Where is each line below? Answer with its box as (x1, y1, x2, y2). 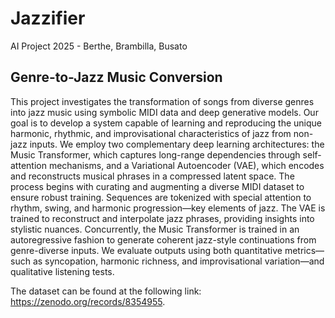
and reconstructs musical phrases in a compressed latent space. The (10, 170, 295, 182)
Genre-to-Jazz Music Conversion (10, 69, 223, 86)
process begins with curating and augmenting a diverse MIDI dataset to (10, 180, 305, 192)
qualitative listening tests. (10, 265, 115, 277)
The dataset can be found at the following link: (10, 285, 202, 297)
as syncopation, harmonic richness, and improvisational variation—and (32, 255, 325, 267)
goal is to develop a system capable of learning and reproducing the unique (10, 117, 322, 129)
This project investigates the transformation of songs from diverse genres (10, 95, 315, 107)
